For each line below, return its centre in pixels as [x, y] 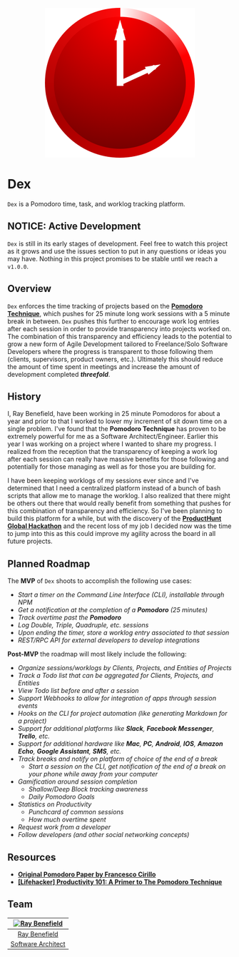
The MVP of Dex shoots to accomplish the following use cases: [100, 581]
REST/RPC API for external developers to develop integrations [108, 640]
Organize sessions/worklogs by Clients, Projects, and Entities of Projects [124, 668]
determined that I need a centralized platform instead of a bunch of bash [114, 488]
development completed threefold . [59, 374]
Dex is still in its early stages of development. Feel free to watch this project [118, 243]
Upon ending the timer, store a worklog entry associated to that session [123, 633]
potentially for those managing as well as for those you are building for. [112, 467]
